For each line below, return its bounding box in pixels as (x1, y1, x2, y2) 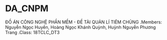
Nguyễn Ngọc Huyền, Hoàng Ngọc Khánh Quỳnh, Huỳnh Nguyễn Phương (5, 24, 156, 30)
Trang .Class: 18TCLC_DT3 (5, 29, 60, 35)
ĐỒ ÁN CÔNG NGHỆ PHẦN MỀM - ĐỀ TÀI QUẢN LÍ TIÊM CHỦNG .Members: (5, 19, 162, 25)
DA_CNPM (5, 3, 49, 14)
